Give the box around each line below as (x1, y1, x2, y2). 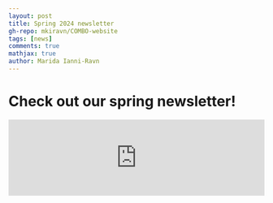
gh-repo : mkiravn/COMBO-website (8, 27, 118, 35)
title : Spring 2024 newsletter (8, 19, 115, 28)
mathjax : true (8, 50, 57, 58)
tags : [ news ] (8, 34, 53, 43)
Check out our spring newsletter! (8, 93, 236, 110)
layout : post (8, 11, 53, 20)
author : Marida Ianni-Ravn (8, 58, 100, 66)
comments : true (8, 42, 60, 50)
